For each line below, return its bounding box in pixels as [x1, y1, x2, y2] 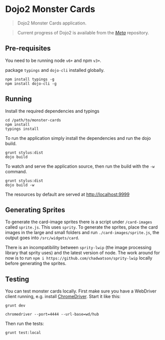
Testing [5, 275, 29, 283]
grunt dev [5, 303, 26, 308]
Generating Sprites [5, 206, 66, 214]
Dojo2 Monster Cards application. [17, 20, 87, 26]
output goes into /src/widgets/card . [5, 235, 80, 241]
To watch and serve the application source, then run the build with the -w [5, 163, 155, 169]
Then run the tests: [5, 321, 44, 327]
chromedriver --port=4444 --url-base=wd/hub [5, 312, 99, 317]
